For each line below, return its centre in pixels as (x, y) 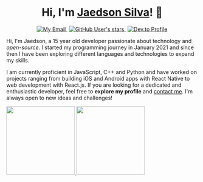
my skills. (18, 60)
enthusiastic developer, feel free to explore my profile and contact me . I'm (100, 91)
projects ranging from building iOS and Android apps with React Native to (98, 78)
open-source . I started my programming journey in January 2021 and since (100, 47)
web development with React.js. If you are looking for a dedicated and (94, 85)
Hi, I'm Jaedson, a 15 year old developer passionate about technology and (99, 41)
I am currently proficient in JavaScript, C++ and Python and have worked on (102, 72)
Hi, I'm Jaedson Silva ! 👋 (102, 12)
